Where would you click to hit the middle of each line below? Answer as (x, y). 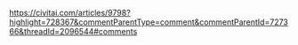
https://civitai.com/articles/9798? (70, 13)
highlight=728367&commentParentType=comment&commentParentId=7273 (149, 22)
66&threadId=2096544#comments (73, 31)
